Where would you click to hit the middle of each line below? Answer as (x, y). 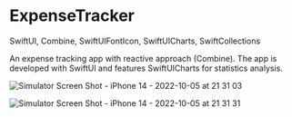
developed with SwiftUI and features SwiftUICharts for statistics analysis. (146, 68)
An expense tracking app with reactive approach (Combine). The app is (143, 58)
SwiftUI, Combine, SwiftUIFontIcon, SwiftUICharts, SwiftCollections (135, 41)
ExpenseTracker (72, 16)
